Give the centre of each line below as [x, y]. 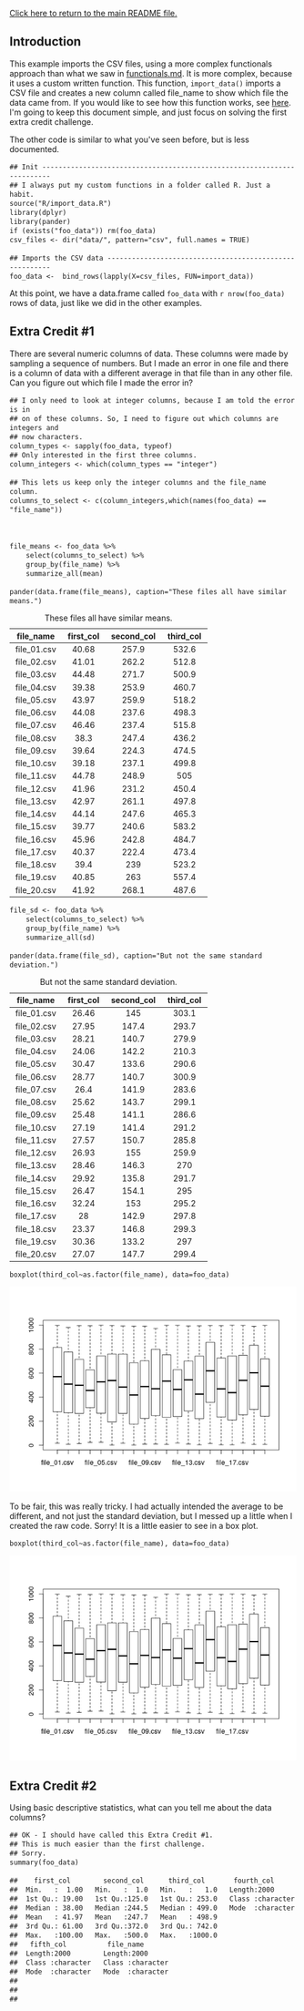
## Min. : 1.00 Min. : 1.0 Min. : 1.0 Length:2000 [142, 1890]
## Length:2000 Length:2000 [79, 1954]
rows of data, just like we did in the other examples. [106, 303]
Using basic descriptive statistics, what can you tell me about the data [141, 1808]
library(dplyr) [38, 212]
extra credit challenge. [51, 121]
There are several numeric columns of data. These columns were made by [149, 354]
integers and [34, 427]
